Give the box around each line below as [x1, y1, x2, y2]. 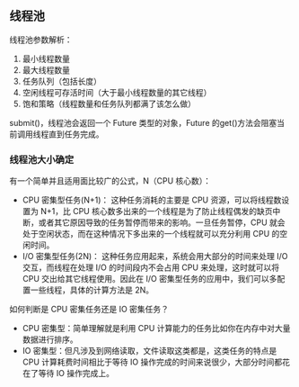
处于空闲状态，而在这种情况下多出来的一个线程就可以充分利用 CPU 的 [22, 229, 280, 239]
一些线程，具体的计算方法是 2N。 [30, 284, 154, 295]
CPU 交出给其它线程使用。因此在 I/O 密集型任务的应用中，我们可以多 [22, 274, 277, 284]
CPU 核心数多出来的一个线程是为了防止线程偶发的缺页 [73, 206, 273, 217]
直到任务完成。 [48, 129, 104, 139]
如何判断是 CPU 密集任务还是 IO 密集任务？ [9, 304, 169, 315]
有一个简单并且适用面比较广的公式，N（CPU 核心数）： [9, 175, 212, 186]
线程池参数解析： [9, 34, 73, 45]
